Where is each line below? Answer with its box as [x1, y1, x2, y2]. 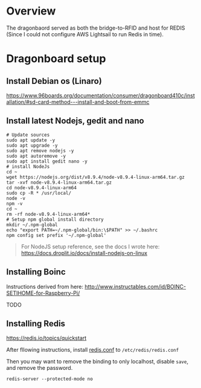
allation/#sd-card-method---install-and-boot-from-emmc [6, 98, 150, 105]
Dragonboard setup [6, 52, 106, 66]
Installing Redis [6, 318, 65, 329]
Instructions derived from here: [6, 283, 83, 290]
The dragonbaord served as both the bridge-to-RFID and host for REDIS [6, 24, 185, 31]
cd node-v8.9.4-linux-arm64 [6, 184, 77, 191]
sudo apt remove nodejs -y [6, 147, 74, 154]
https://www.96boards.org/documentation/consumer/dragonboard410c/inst [6, 92, 195, 99]
